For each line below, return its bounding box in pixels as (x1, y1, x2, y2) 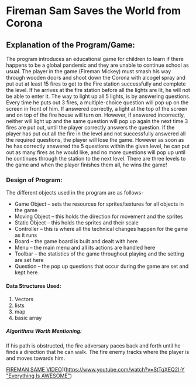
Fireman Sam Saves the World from (6, 4, 181, 18)
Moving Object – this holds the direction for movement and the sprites (14, 213, 183, 220)
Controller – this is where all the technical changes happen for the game (14, 226, 188, 233)
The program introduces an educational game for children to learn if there (6, 56, 184, 62)
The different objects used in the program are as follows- (6, 189, 144, 196)
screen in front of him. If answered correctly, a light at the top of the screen (6, 105, 188, 112)
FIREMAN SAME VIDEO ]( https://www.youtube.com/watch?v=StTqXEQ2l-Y (6, 366, 185, 373)
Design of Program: (6, 176, 63, 184)
